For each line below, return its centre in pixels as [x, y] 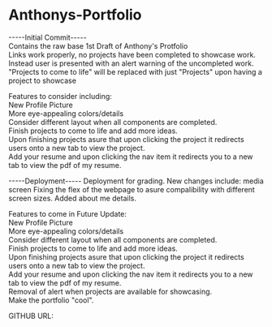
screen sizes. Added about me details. [72, 198]
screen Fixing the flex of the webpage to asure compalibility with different [132, 189]
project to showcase [43, 80]
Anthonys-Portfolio [75, 15]
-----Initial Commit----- [47, 37]
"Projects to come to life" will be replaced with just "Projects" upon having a [135, 71]
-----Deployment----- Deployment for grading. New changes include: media [136, 181]
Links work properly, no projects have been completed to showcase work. [132, 54]
